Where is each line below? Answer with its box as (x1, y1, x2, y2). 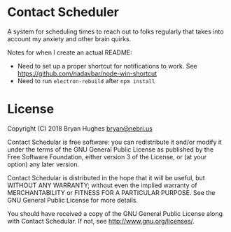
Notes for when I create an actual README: (7, 48, 133, 57)
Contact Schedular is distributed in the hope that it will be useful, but (7, 173, 205, 182)
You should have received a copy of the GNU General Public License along (7, 209, 223, 217)
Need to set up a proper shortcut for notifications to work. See (17, 61, 197, 70)
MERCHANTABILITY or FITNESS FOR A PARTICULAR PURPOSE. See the (7, 188, 216, 196)
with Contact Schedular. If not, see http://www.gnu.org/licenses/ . (7, 217, 195, 225)
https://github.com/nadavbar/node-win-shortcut (17, 69, 157, 78)
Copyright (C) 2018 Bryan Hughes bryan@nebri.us (7, 124, 153, 133)
